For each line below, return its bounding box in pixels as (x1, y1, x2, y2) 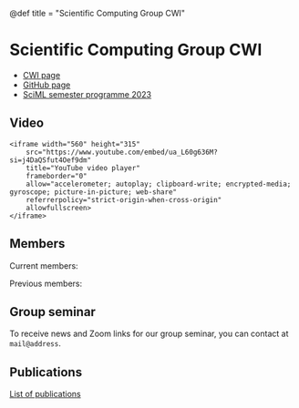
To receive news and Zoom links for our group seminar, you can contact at (9, 328, 289, 340)
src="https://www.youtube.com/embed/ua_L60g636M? (26, 148, 219, 157)
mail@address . (9, 338, 61, 349)
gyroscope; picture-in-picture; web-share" (9, 187, 178, 197)
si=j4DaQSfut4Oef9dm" (9, 155, 92, 165)
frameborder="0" (26, 171, 88, 180)
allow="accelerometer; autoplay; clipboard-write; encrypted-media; (26, 179, 292, 189)
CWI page (22, 69, 61, 80)
